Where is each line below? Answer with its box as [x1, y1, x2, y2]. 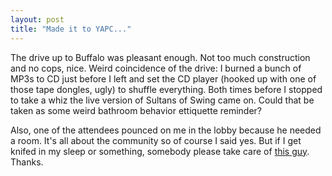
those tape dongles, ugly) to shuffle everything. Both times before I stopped [10, 83, 323, 95]
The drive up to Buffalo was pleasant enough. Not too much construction [10, 51, 311, 63]
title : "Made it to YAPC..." [10, 24, 132, 34]
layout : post [10, 14, 65, 25]
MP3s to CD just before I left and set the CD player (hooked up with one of [10, 72, 317, 85]
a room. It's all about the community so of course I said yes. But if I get [10, 134, 302, 146]
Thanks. [10, 156, 44, 168]
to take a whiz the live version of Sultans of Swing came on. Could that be [10, 94, 315, 106]
